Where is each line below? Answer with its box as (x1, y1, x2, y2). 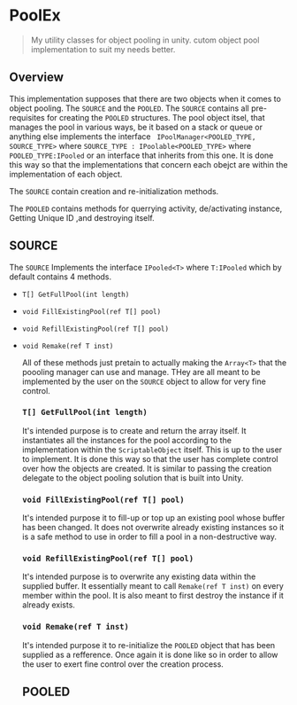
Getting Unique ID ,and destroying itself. (9, 212, 155, 223)
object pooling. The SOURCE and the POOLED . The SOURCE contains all (9, 103, 249, 114)
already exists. (21, 599, 75, 610)
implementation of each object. (9, 168, 123, 179)
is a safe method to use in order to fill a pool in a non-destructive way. (21, 531, 277, 542)
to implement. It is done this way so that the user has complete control (21, 453, 278, 464)
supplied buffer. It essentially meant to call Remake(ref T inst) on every (21, 581, 285, 591)
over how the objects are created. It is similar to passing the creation (21, 463, 272, 474)
